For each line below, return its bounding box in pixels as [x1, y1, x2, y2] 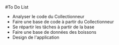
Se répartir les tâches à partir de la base [12, 24, 95, 30]
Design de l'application [12, 34, 59, 40]
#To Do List [5, 4, 29, 10]
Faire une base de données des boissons [12, 29, 97, 35]
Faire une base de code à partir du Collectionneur [12, 19, 114, 24]
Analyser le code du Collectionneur [12, 14, 85, 19]
